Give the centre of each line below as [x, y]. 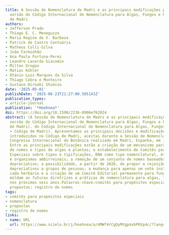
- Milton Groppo [22, 66]
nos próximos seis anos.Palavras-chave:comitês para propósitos [78, 183]
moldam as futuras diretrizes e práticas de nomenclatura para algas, [85, 178]
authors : [14, 24]
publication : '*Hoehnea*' [32, 108]
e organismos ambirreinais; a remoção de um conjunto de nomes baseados [88, 159]
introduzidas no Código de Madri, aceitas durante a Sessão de [77, 136]
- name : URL [18, 220]
